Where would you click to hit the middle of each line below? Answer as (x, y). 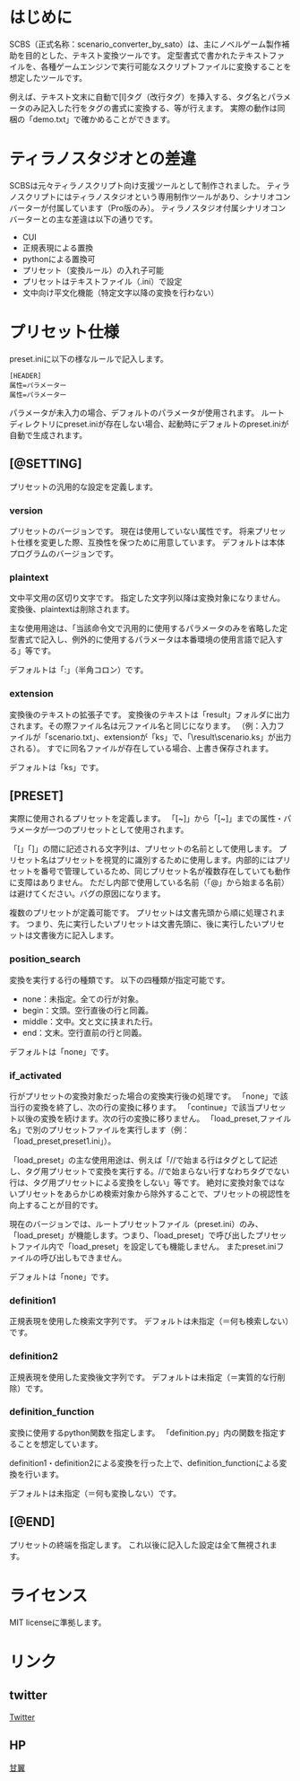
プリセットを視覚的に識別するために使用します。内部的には (166, 860)
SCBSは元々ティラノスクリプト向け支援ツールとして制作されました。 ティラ (150, 185)
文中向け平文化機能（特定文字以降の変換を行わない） (120, 293)
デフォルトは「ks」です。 (56, 767)
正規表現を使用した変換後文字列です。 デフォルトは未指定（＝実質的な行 (143, 1377)
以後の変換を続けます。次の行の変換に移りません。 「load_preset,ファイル (154, 1119)
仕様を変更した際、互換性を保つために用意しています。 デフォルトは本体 (151, 542)
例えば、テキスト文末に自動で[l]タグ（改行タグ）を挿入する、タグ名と (139, 97)
